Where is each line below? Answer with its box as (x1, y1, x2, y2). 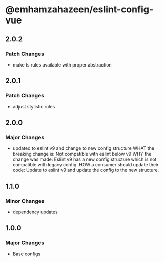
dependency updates (12, 209, 58, 215)
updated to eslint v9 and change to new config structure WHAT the (12, 145, 155, 151)
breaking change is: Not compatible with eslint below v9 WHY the (12, 151, 152, 157)
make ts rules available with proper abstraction (12, 61, 112, 68)
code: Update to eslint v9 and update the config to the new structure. (12, 167, 159, 173)
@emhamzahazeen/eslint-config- (5, 4, 154, 15)
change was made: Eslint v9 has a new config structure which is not (12, 156, 157, 162)
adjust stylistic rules (12, 103, 55, 110)
